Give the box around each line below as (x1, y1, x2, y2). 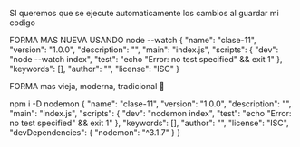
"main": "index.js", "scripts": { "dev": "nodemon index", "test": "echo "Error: (9, 108, 292, 118)
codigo (9, 17, 36, 28)
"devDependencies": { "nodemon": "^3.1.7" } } (9, 127, 181, 138)
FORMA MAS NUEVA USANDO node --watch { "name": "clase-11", (9, 35, 256, 45)
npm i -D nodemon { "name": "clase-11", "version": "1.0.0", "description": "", (9, 98, 292, 109)
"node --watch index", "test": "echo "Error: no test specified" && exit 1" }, (9, 54, 283, 64)
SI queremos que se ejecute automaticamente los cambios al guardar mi (9, 8, 279, 18)
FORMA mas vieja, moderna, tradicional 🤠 (9, 81, 165, 91)
